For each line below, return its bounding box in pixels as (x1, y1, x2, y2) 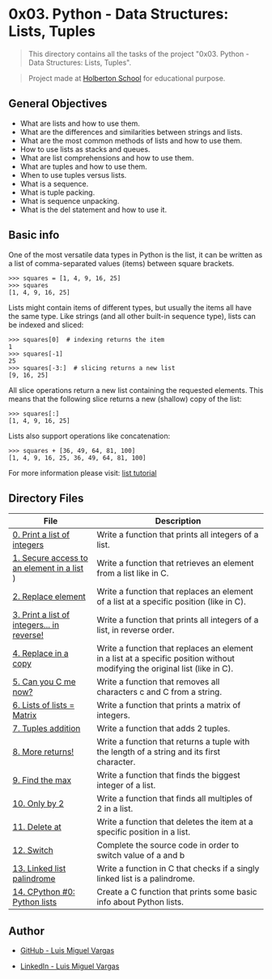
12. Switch (12, 845, 54, 856)
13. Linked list (12, 863, 66, 874)
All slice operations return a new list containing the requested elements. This (8, 385, 264, 395)
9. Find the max (12, 774, 71, 786)
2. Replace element (12, 591, 87, 602)
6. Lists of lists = (12, 700, 75, 711)
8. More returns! (12, 746, 74, 757)
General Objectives (8, 97, 108, 110)
